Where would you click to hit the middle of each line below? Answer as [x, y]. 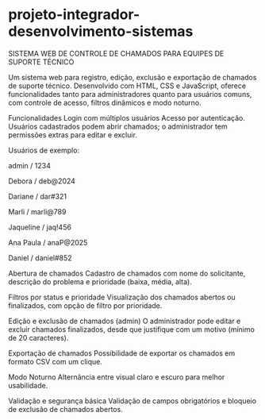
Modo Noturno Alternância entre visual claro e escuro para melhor [117, 377]
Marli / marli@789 [37, 211]
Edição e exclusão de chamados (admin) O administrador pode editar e [125, 321]
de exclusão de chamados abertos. [65, 409]
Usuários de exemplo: [44, 150]
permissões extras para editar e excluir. [73, 135]
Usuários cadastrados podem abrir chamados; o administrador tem [118, 126]
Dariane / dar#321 [38, 196]
